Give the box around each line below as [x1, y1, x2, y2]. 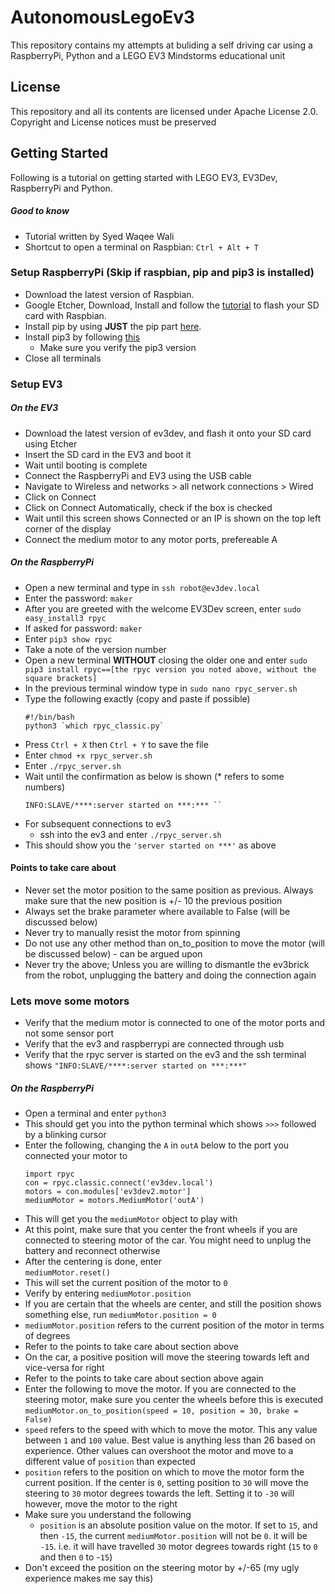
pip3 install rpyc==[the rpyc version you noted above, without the [24, 664, 317, 675]
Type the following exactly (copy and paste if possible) [24, 692, 251, 705]
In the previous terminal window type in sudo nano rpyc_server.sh [24, 682, 298, 694]
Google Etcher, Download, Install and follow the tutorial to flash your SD [24, 299, 320, 311]
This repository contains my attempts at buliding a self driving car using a [10, 39, 313, 51]
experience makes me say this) [24, 1572, 154, 1585]
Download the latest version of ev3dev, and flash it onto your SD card [24, 427, 312, 439]
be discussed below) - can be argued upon [24, 947, 203, 960]
